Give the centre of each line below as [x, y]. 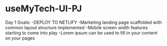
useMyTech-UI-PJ [44, 9]
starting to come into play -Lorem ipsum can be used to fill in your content [82, 33]
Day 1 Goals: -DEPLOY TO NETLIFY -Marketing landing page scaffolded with [83, 22]
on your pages [20, 38]
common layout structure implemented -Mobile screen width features [77, 27]
